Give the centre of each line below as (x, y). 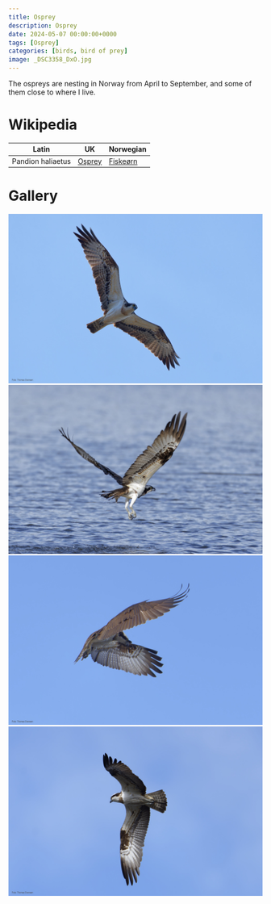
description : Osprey (43, 25)
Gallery (33, 196)
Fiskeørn (123, 161)
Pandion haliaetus (41, 161)
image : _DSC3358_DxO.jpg (50, 60)
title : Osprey (32, 17)
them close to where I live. (52, 92)
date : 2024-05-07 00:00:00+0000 (63, 34)
